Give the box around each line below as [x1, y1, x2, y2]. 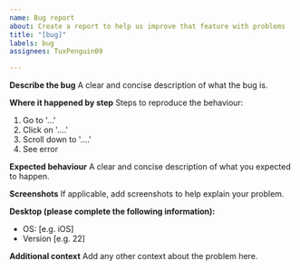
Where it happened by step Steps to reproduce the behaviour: [9, 97, 244, 109]
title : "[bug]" [9, 30, 67, 39]
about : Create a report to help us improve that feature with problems [9, 22, 285, 31]
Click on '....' [22, 124, 69, 136]
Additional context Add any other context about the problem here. [9, 251, 258, 262]
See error [22, 144, 59, 155]
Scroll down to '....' [22, 134, 92, 145]
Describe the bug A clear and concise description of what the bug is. [9, 80, 268, 91]
